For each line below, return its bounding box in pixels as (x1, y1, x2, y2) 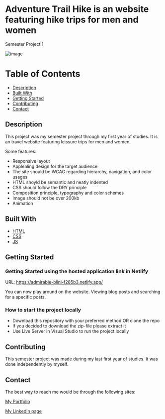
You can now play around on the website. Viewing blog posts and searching (5, 289, 161, 295)
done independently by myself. (5, 361, 69, 367)
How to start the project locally (5, 307, 81, 314)
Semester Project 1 (5, 41, 44, 47)
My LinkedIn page (5, 408, 42, 414)
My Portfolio (5, 399, 30, 405)
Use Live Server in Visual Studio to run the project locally (12, 328, 129, 334)
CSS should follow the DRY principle (12, 184, 87, 190)
